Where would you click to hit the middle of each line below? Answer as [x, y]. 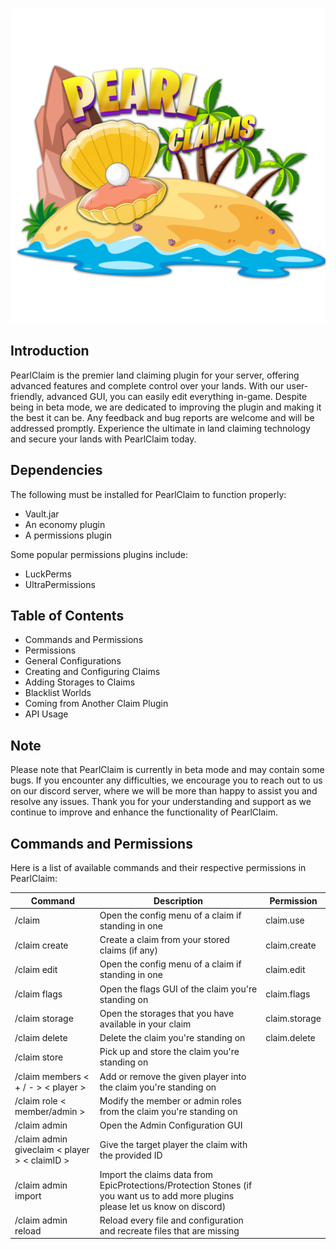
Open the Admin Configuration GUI [171, 1125]
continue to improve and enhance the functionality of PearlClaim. [144, 812]
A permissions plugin [68, 535]
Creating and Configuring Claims [92, 672]
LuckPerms [48, 574]
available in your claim [145, 1024]
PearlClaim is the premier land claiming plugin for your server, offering [155, 375]
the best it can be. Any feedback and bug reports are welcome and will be [162, 417]
